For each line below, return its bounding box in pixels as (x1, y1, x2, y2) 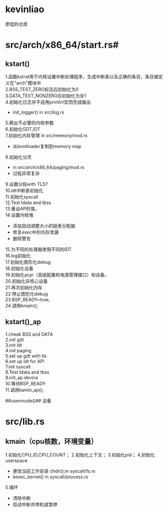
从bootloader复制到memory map (12, 143, 81, 149)
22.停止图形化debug (5, 291, 48, 297)
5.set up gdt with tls (5, 353, 47, 359)
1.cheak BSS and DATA (5, 331, 53, 337)
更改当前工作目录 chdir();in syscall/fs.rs (12, 468, 96, 474)
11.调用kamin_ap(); (5, 387, 44, 393)
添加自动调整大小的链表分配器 (12, 222, 75, 229)
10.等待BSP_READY (5, 380, 46, 386)
